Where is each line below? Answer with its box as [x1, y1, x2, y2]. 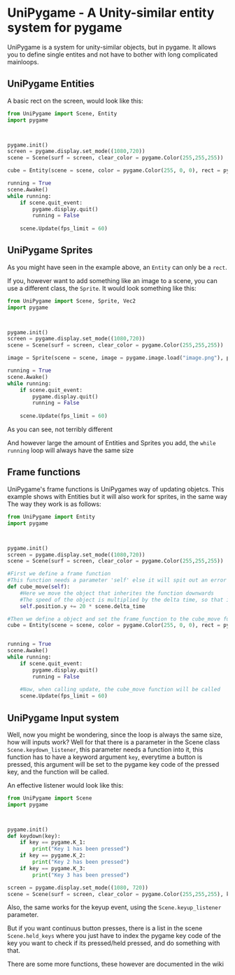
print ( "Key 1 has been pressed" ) [32, 846, 130, 853]
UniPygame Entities [7, 78, 94, 90]
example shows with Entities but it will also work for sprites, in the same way [7, 492, 227, 500]
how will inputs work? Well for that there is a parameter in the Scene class [7, 737, 220, 746]
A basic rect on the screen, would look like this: [7, 96, 143, 105]
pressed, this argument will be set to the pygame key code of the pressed [7, 760, 220, 768]
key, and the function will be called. [7, 767, 110, 776]
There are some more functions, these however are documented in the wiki [7, 960, 224, 969]
